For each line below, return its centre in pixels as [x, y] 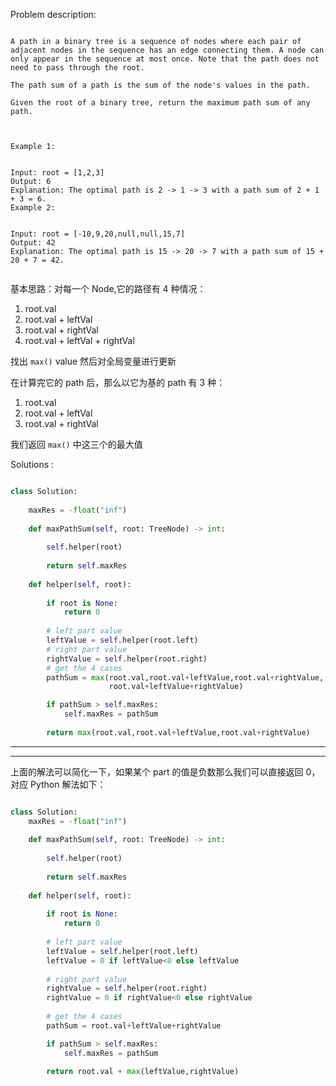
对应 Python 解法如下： [58, 784]
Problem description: [53, 14]
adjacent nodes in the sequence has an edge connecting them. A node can [167, 50]
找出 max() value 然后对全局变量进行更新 [93, 361]
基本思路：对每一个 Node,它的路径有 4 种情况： [108, 288]
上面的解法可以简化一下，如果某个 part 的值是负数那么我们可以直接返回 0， [165, 771]
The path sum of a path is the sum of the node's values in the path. [160, 85]
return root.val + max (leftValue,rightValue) [143, 1072]
